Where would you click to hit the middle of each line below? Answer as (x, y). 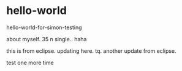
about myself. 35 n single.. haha (47, 39)
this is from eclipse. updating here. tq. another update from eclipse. (91, 51)
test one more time (30, 63)
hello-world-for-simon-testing (44, 27)
